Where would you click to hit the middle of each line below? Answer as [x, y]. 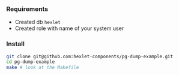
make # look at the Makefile [43, 68]
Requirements [27, 9]
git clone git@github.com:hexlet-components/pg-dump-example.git [89, 56]
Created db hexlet [38, 22]
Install [16, 44]
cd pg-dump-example [31, 62]
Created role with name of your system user [69, 28]
